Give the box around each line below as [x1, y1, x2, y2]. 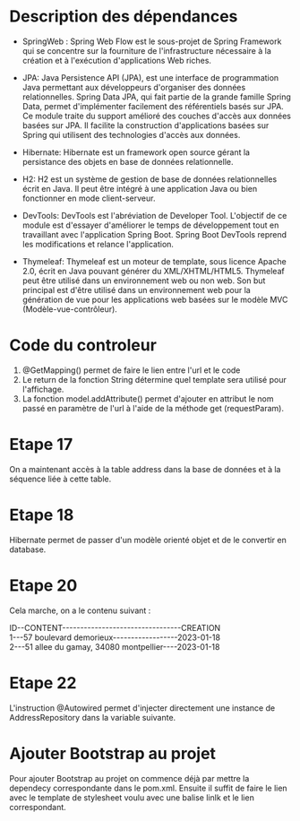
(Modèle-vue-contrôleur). [21, 303, 118, 315]
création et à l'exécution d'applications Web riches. [21, 55, 212, 65]
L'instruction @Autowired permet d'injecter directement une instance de [9, 702, 276, 713]
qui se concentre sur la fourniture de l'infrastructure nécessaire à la [21, 45, 271, 56]
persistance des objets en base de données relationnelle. [21, 156, 234, 167]
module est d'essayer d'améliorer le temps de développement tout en [21, 220, 279, 230]
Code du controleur [9, 335, 157, 356]
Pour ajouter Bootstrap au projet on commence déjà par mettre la [9, 773, 250, 783]
